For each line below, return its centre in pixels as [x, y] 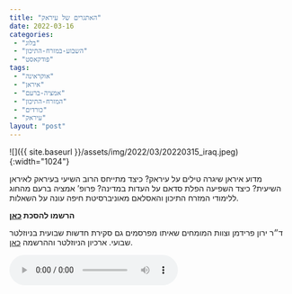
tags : [19, 68]
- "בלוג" [27, 43]
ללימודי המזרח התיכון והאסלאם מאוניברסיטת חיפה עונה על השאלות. [124, 198]
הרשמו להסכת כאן [42, 215]
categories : [31, 34]
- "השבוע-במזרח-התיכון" [50, 51]
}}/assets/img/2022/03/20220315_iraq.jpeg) [156, 152]
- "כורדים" [30, 110]
